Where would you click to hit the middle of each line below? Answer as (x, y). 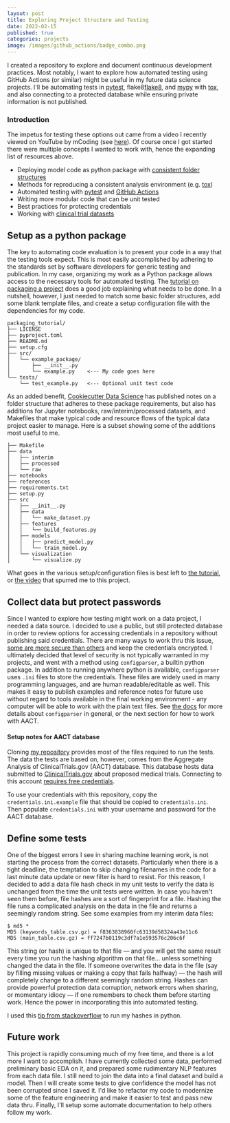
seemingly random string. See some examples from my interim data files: (111, 913)
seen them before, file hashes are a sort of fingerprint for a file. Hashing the (114, 898)
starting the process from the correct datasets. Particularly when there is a (113, 862)
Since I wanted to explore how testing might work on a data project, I (104, 618)
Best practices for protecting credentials (74, 207)
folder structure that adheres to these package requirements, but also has (112, 404)
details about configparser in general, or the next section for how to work (111, 713)
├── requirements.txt (38, 488)
